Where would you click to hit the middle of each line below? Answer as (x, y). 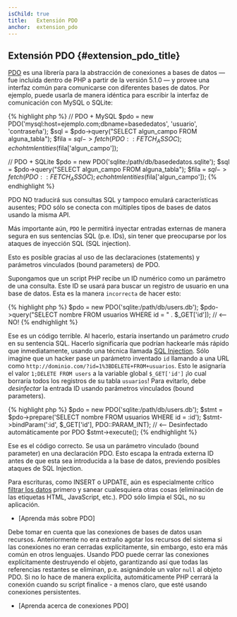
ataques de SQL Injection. (45, 468)
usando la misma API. (39, 215)
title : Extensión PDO (43, 20)
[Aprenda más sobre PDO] (56, 518)
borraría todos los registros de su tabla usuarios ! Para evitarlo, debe (107, 381)
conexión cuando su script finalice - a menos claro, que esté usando (108, 584)
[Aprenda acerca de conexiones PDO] (73, 606)
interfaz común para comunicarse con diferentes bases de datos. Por (109, 88)
